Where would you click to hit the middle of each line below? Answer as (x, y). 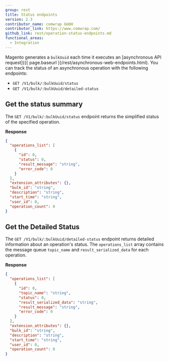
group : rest (18, 10)
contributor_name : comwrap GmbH (39, 24)
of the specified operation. (33, 122)
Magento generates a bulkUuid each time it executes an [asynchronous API (83, 57)
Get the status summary (44, 104)
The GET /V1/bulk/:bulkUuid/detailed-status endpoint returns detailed (80, 239)
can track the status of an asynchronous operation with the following (77, 68)
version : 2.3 (19, 19)
